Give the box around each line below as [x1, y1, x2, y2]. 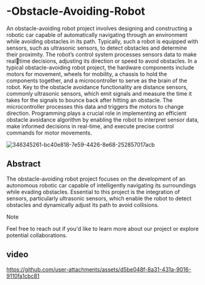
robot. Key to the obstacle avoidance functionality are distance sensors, [6, 83, 188, 90]
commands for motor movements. [6, 129, 92, 136]
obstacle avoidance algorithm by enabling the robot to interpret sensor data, [6, 115, 199, 123]
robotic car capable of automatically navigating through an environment [6, 31, 188, 38]
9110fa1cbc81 [6, 272, 40, 279]
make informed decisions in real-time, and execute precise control [6, 122, 174, 130]
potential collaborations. [6, 232, 68, 239]
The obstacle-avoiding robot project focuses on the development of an [6, 175, 186, 182]
